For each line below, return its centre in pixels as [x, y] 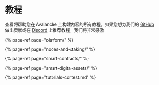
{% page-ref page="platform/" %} [39, 40]
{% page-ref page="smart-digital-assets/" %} [51, 68]
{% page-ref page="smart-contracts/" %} [47, 58]
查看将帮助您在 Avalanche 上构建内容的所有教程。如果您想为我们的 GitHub [79, 24]
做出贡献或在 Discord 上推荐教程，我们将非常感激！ [57, 30]
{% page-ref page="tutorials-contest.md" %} [51, 77]
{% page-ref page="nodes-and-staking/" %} [50, 49]
